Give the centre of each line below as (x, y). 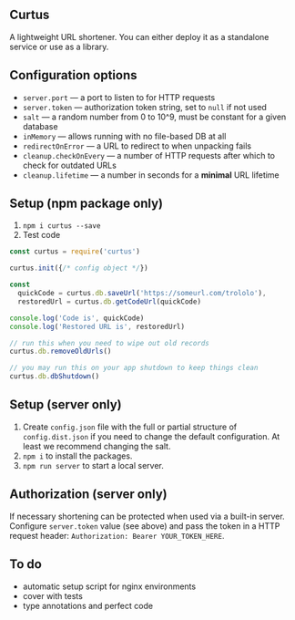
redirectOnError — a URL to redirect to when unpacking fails (137, 146)
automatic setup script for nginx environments (109, 586)
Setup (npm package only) (86, 204)
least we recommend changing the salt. (97, 446)
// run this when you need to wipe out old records (109, 343)
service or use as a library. (59, 46)
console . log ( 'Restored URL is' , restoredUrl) (97, 326)
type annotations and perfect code (87, 605)
